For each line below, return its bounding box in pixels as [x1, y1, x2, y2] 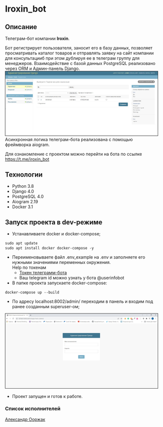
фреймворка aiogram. [5, 142, 50, 148]
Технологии [5, 170, 43, 179]
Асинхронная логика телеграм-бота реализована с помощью [5, 137, 133, 143]
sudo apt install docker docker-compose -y [5, 246, 94, 250]
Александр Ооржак [5, 416, 45, 422]
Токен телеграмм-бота [19, 269, 67, 275]
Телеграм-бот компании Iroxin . [5, 35, 70, 41]
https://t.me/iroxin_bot [5, 156, 49, 162]
